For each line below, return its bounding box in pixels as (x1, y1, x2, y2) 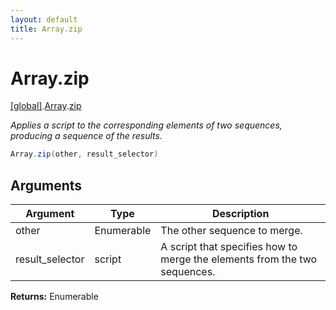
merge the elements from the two (160, 252, 318, 266)
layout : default (10, 14, 78, 25)
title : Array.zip (10, 24, 83, 34)
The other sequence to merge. (160, 224, 303, 238)
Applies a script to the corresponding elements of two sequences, (10, 119, 283, 131)
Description (211, 207, 270, 221)
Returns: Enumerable (10, 291, 99, 303)
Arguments (10, 177, 83, 194)
